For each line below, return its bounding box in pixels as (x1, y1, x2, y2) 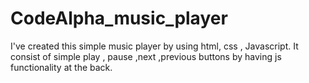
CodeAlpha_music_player (10, 7, 228, 30)
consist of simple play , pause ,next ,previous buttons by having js (10, 50, 282, 62)
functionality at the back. (10, 61, 113, 73)
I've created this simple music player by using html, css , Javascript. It (10, 40, 299, 52)
